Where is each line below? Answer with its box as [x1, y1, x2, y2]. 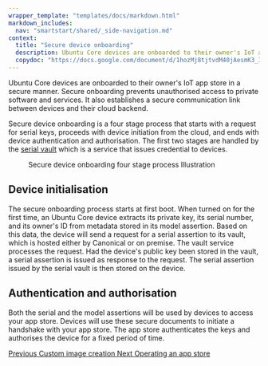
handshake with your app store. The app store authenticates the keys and [8, 325, 250, 334]
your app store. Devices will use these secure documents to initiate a [8, 316, 235, 325]
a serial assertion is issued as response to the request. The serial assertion [8, 254, 254, 264]
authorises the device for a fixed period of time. [8, 333, 165, 343]
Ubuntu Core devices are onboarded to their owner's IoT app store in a [8, 77, 241, 88]
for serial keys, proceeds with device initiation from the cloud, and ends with [8, 127, 259, 136]
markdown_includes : [8, 19, 73, 27]
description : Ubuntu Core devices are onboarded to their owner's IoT [15, 49, 255, 57]
